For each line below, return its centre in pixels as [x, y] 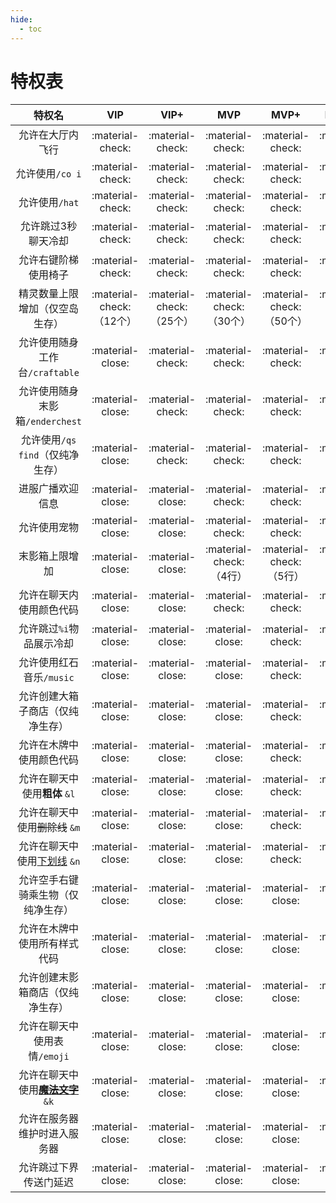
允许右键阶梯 [49, 260]
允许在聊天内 [49, 595]
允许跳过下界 [49, 1168]
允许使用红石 [49, 663]
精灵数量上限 [49, 294]
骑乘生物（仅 [49, 895]
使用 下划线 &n [48, 861]
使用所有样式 [49, 944]
